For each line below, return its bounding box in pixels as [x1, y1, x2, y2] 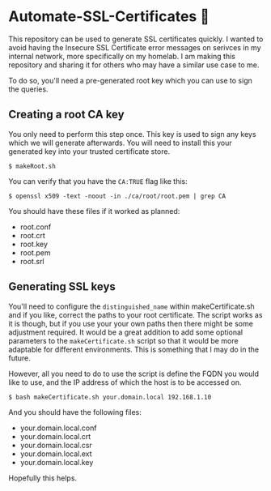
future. [8, 352, 31, 363]
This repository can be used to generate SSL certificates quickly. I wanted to [8, 34, 264, 44]
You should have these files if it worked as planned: [8, 206, 180, 216]
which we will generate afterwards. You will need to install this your [8, 138, 232, 147]
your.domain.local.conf [19, 423, 97, 433]
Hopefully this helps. [8, 473, 78, 483]
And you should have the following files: [8, 407, 142, 416]
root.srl [19, 256, 44, 266]
